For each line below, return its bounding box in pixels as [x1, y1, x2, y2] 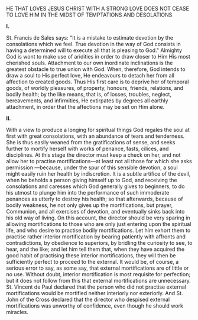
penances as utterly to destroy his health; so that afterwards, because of [6, 195, 183, 202]
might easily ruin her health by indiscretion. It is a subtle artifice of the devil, [6, 170, 191, 177]
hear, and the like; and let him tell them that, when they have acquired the [6, 245, 185, 253]
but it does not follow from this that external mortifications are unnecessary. [6, 277, 191, 284]
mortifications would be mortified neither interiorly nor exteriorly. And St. [6, 290, 183, 296]
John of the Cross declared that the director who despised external [6, 296, 170, 303]
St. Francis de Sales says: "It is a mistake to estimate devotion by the [6, 34, 173, 41]
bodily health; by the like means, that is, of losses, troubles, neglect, [6, 91, 172, 98]
